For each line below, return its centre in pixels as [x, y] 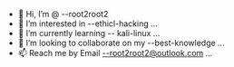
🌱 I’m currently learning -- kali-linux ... [89, 33]
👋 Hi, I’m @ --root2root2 [63, 14]
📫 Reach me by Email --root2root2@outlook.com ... [115, 53]
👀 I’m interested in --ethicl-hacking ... [88, 24]
